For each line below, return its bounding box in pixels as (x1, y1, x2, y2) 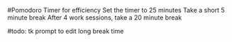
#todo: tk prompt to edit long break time (7, 27, 124, 35)
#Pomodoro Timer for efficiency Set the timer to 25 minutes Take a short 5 (7, 6, 225, 14)
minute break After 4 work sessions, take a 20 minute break (7, 13, 182, 22)
